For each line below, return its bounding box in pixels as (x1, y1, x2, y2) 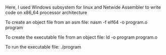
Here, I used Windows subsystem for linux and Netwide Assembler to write (5, 4, 161, 10)
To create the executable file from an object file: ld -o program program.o (5, 34, 158, 40)
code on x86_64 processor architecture (5, 9, 87, 15)
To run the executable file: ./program (5, 44, 82, 49)
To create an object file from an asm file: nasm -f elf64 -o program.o (5, 19, 148, 25)
